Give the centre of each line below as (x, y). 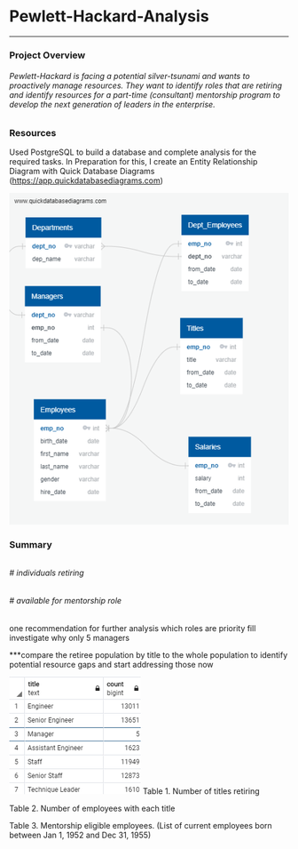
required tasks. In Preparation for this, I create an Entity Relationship (133, 162)
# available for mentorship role (66, 600)
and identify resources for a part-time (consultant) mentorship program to (145, 95)
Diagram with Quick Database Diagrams (82, 172)
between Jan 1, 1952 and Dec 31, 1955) (80, 835)
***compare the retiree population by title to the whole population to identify (149, 654)
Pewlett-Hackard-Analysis (110, 16)
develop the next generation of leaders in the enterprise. (112, 105)
